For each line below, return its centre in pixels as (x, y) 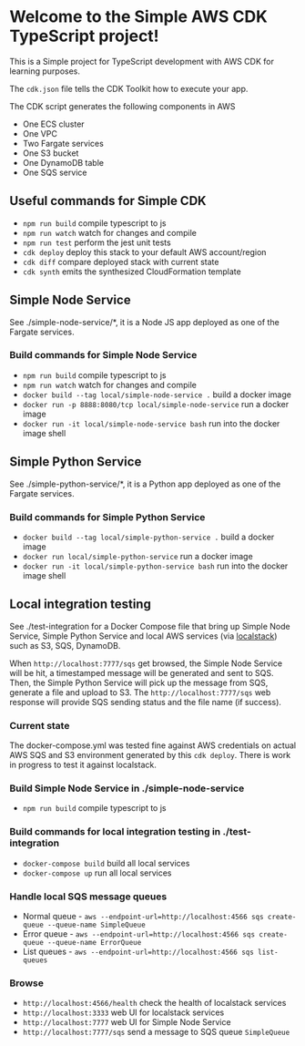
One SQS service (55, 172)
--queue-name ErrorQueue (94, 942)
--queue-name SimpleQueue (96, 925)
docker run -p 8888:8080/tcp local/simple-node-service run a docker (156, 404)
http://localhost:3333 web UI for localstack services (123, 1012)
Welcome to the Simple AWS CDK (139, 17)
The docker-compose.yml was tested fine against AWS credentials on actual (153, 745)
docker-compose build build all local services (106, 863)
